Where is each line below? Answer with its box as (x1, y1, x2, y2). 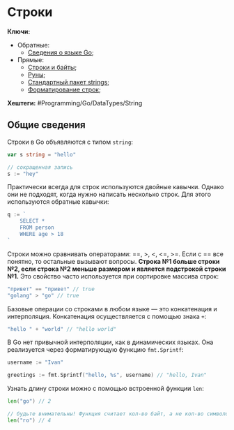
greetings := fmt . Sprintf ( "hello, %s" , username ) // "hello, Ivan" (7, 371, 208, 379)
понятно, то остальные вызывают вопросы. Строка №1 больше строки (7, 257, 220, 265)
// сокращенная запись (7, 163, 73, 171)
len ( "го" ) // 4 (7, 417, 52, 424)
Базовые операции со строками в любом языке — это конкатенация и (7, 304, 217, 313)
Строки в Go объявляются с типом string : (7, 138, 134, 146)
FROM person (19, 224, 54, 231)
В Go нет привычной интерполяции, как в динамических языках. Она (7, 338, 214, 346)
